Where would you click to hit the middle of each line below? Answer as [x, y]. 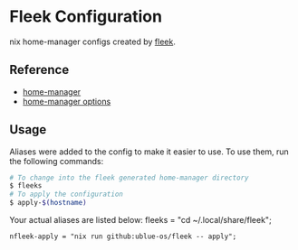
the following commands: [57, 161]
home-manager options [67, 101]
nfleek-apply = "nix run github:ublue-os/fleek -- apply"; [123, 236]
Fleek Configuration [86, 17]
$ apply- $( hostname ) [48, 203]
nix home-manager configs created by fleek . [93, 42]
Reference [39, 70]
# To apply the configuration [67, 194]
